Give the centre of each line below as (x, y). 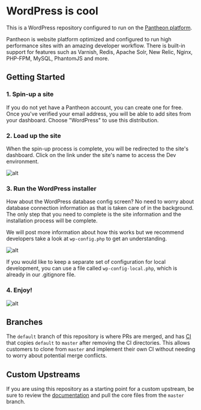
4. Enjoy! (19, 290)
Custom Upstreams (43, 374)
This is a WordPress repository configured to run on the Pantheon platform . (99, 28)
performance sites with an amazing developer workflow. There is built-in (96, 46)
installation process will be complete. (52, 221)
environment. (22, 161)
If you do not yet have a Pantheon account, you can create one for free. (94, 107)
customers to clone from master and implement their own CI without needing (101, 349)
